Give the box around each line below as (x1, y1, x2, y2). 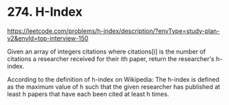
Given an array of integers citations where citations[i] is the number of (7, 47, 206, 56)
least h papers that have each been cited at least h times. (7, 90, 170, 98)
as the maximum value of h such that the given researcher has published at (7, 82, 221, 91)
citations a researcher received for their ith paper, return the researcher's (7, 54, 215, 62)
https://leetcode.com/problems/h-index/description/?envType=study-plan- (7, 27, 220, 35)
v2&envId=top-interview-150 (7, 34, 89, 42)
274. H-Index (7, 4, 83, 20)
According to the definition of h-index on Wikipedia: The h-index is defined (7, 75, 220, 83)
